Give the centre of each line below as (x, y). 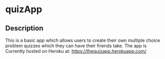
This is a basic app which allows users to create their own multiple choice (83, 40)
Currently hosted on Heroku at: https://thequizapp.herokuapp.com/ (76, 51)
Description (24, 28)
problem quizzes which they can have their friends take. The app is (76, 46)
